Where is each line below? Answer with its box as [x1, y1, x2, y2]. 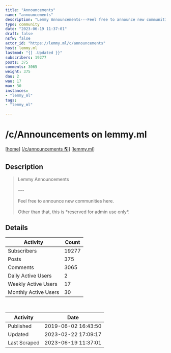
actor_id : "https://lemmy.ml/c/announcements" [5, 41, 106, 46]
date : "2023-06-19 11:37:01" [5, 27, 67, 32]
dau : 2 [5, 74, 19, 79]
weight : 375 [5, 69, 31, 74]
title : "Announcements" [5, 7, 56, 13]
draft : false [5, 31, 33, 36]
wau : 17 [5, 79, 22, 84]
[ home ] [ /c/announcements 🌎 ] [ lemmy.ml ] [5, 146, 95, 152]
